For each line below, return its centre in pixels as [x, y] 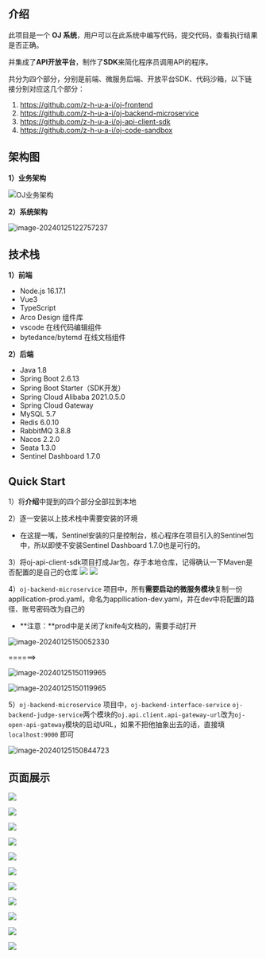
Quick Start [37, 481]
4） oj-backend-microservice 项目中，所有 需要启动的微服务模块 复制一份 [125, 589]
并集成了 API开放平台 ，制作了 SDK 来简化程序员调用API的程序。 [110, 61]
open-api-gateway [37, 725]
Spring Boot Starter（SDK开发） [72, 388]
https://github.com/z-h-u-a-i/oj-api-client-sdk [95, 121]
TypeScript [38, 308]
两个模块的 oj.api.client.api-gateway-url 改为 [159, 714]
